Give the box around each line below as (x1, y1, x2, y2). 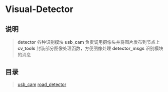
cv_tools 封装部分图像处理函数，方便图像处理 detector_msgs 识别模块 (17, 45, 163, 51)
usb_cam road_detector (17, 81, 67, 87)
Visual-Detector (5, 4, 74, 15)
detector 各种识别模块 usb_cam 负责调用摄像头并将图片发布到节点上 (17, 39, 160, 45)
